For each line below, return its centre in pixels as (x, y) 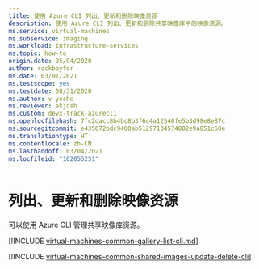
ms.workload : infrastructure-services (73, 46)
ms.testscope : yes (39, 83)
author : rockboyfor (41, 69)
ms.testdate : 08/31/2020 (50, 91)
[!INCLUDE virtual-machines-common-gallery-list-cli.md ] (104, 241)
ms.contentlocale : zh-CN (50, 143)
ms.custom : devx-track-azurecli (63, 114)
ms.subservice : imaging (48, 38)
